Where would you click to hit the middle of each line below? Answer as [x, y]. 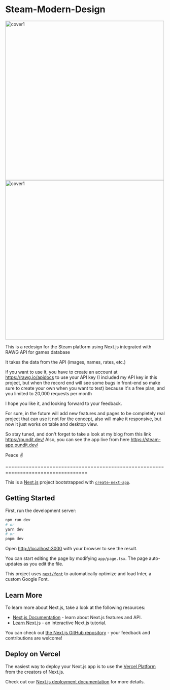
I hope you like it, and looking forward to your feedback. [64, 403]
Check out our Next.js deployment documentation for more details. [75, 681]
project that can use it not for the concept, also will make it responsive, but [83, 419]
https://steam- [146, 439]
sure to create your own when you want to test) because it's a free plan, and [85, 388]
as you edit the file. [43, 564]
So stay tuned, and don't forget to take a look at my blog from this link [78, 434]
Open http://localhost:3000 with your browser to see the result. [72, 549]
